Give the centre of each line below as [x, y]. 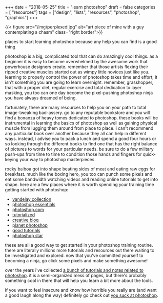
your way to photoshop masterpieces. [58, 159]
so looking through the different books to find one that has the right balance [81, 144]
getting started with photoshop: [37, 190]
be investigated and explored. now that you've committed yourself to [74, 256]
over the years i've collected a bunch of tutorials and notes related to [74, 270]
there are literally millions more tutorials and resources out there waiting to [80, 250]
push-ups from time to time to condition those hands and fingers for [73, 154]
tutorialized [23, 215]
